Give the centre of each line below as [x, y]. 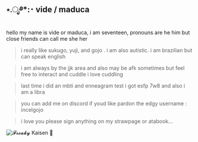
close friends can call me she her [47, 38]
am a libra [33, 92]
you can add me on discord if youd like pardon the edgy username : [104, 103]
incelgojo [32, 109]
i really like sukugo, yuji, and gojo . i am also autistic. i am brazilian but [106, 50]
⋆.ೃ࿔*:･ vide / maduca [48, 10]
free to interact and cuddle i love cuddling [72, 74]
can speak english [43, 56]
